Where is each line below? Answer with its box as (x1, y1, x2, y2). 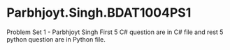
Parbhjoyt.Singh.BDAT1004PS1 (6, 5, 192, 21)
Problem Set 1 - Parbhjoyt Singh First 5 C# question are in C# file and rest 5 (6, 28, 224, 36)
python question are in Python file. (6, 35, 106, 43)
